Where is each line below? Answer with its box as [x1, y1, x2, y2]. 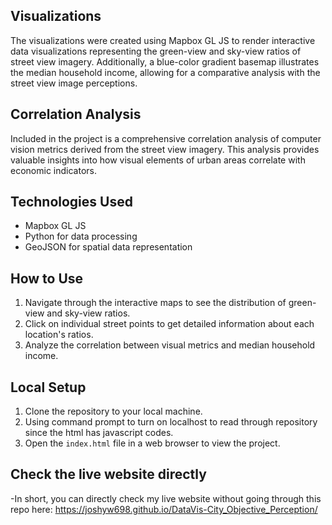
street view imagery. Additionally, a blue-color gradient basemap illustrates [10, 55, 320, 68]
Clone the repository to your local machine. [24, 405, 203, 418]
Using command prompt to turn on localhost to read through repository [24, 416, 318, 428]
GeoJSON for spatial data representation [24, 241, 193, 253]
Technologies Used [10, 194, 133, 211]
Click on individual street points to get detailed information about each [24, 318, 315, 330]
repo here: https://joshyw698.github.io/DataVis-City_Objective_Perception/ [10, 503, 318, 515]
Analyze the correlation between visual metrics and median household [24, 339, 316, 351]
